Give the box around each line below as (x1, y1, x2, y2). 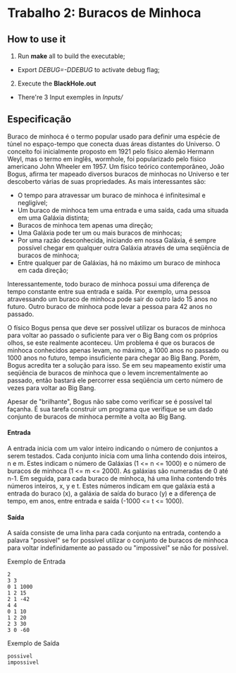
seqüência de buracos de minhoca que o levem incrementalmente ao (7, 368, 209, 377)
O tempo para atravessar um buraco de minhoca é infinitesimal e (17, 191, 206, 199)
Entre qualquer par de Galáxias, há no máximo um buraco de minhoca (17, 258, 221, 267)
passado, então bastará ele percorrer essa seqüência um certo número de (7, 376, 223, 385)
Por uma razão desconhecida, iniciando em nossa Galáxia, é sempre (17, 235, 216, 245)
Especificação (7, 113, 72, 125)
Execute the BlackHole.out (17, 79, 97, 88)
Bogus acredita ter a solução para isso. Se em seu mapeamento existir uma (7, 361, 227, 369)
